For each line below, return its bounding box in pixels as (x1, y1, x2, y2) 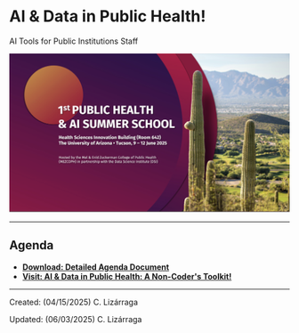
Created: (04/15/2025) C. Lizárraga (9, 296, 139, 307)
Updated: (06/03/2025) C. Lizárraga (9, 313, 142, 324)
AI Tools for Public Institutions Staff (9, 36, 139, 46)
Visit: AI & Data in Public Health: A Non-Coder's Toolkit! (21, 271, 232, 281)
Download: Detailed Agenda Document (21, 261, 170, 272)
